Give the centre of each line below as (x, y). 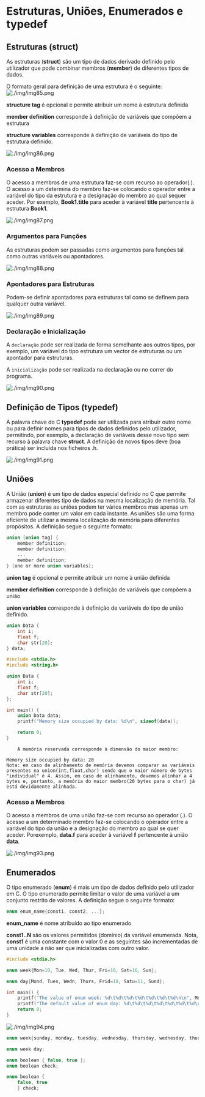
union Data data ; (39, 716)
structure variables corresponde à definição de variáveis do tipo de (92, 135)
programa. (19, 376)
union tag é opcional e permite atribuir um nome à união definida (88, 578)
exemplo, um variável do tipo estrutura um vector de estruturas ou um (94, 351)
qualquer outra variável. (36, 304)
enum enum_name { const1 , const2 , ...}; (56, 912)
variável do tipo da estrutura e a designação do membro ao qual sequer (96, 196)
